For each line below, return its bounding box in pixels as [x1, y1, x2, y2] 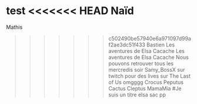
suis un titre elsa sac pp [108, 91, 166, 98]
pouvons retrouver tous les [108, 60, 174, 67]
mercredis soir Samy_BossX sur [108, 66, 185, 73]
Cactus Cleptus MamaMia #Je [108, 85, 182, 92]
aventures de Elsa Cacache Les [108, 47, 185, 54]
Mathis [6, 24, 23, 31]
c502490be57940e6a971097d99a [108, 35, 191, 42]
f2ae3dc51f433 [108, 41, 146, 48]
